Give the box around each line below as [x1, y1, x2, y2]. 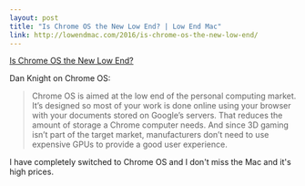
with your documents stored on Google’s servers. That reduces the [31, 110, 283, 121]
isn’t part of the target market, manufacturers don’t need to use [31, 129, 269, 140]
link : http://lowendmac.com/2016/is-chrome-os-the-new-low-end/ [9, 30, 259, 39]
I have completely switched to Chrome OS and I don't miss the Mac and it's [9, 157, 291, 168]
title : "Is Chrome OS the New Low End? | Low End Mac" [9, 22, 222, 31]
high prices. [9, 166, 55, 178]
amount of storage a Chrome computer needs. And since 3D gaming [31, 119, 290, 130]
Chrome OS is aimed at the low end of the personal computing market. [31, 90, 297, 101]
